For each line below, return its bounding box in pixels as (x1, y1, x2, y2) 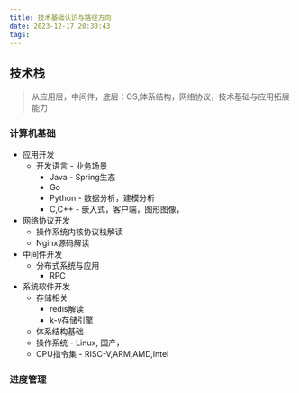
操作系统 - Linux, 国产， (35, 337, 124, 348)
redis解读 (49, 304, 84, 315)
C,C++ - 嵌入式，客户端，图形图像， (49, 204, 185, 215)
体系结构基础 (35, 326, 84, 337)
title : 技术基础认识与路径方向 (9, 13, 112, 23)
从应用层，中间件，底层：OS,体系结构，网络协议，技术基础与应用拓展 (31, 91, 290, 102)
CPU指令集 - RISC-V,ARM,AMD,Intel (35, 349, 169, 360)
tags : (9, 30, 30, 39)
